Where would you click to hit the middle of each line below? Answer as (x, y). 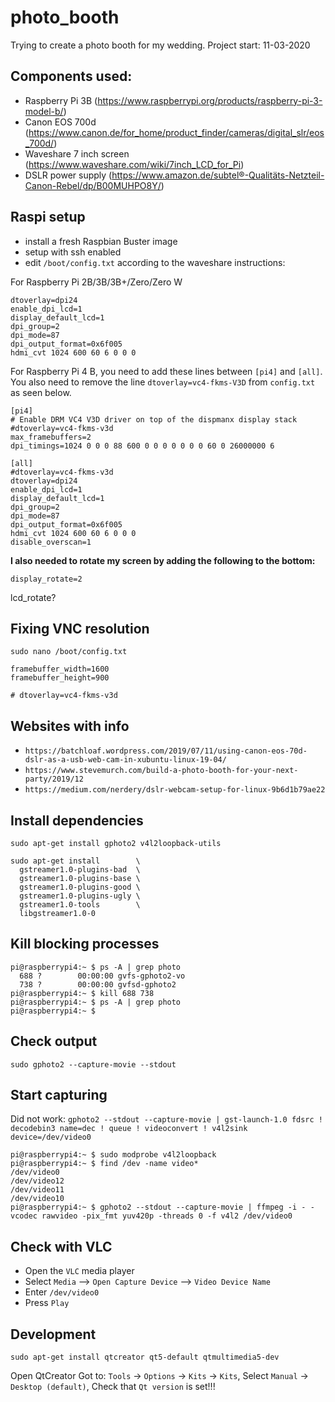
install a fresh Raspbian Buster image (101, 241)
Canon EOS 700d (60, 122)
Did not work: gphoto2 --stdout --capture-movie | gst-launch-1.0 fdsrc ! (166, 1119)
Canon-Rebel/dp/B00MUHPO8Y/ (93, 185)
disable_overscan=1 (51, 542)
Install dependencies (77, 820)
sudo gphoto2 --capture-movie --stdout (93, 1064)
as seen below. (41, 392)
